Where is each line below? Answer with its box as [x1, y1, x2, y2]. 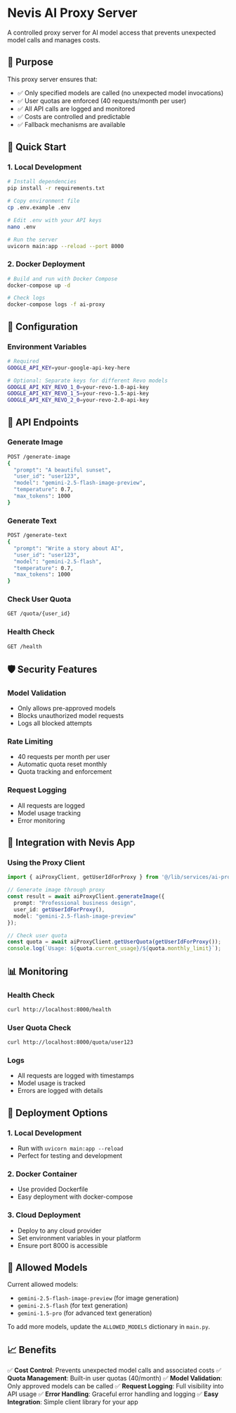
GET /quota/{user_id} [7, 610, 71, 617]
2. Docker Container [7, 1168, 77, 1178]
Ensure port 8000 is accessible [17, 1241, 108, 1250]
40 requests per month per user [17, 753, 110, 761]
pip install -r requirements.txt [7, 185, 105, 192]
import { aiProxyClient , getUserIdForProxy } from [7, 874, 159, 881]
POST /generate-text [7, 532, 68, 539]
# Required [7, 357, 39, 364]
